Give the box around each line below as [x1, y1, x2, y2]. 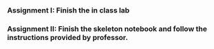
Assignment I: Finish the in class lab [7, 6, 130, 15]
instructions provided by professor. [7, 32, 129, 42]
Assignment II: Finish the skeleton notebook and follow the [7, 23, 208, 33]
